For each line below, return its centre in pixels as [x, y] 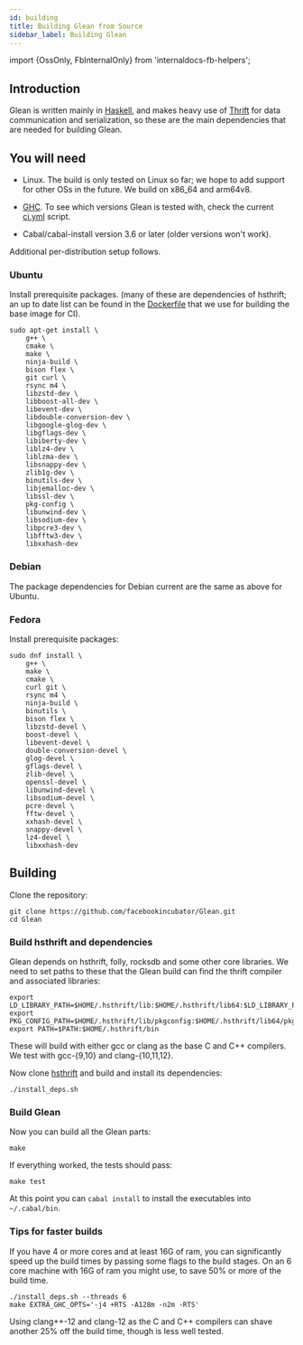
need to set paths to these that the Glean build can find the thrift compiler [146, 971]
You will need [48, 158]
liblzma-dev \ [52, 457]
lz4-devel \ [48, 837]
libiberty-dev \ [56, 441]
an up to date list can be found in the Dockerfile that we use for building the [150, 305]
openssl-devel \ [56, 782]
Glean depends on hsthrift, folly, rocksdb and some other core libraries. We [149, 962]
